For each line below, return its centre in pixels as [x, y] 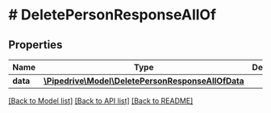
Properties [35, 45]
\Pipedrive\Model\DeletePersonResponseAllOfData [144, 81]
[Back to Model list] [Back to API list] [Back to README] [101, 101]
